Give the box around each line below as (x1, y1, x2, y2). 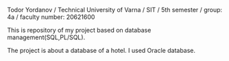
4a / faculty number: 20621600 (7, 13, 95, 21)
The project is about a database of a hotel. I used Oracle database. (7, 47, 196, 54)
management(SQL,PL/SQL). (7, 33, 86, 41)
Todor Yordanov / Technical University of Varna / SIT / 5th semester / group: (7, 6, 223, 14)
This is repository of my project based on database (7, 26, 152, 34)
